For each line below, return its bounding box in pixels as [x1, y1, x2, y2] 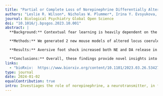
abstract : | [5, 25, 29, 30]
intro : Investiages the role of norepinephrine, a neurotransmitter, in [5, 83, 155, 88]
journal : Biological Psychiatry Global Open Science [5, 16, 114, 21]
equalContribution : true [5, 79, 55, 84]
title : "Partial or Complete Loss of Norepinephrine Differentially [5, 7, 147, 12]
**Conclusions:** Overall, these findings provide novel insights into [9, 56, 158, 61]
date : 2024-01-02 [5, 74, 40, 79]
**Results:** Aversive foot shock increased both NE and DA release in [9, 47, 158, 52]
